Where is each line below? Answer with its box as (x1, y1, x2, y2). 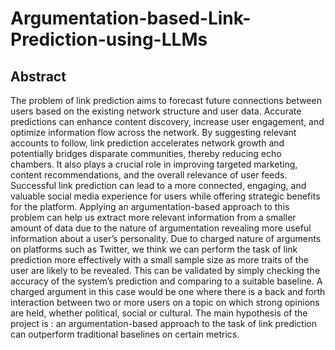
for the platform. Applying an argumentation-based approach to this (10, 201, 290, 212)
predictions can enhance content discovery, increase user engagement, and (10, 116, 325, 127)
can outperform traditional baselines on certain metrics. (10, 328, 240, 340)
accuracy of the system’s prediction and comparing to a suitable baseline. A (10, 275, 323, 287)
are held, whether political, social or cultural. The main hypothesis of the (10, 307, 308, 319)
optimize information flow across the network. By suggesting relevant (10, 127, 297, 138)
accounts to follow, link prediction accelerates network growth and (10, 137, 285, 149)
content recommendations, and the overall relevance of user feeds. (10, 169, 288, 181)
